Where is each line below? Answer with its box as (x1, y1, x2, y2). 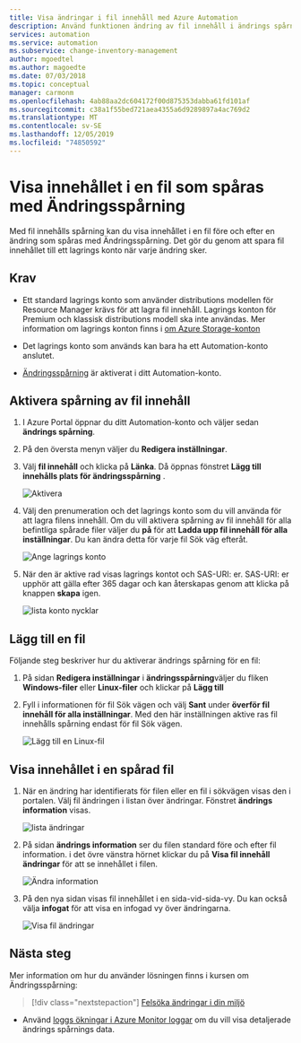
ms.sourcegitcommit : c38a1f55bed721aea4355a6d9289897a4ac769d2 (9, 105, 251, 114)
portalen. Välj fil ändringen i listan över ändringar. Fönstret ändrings (21, 795, 273, 805)
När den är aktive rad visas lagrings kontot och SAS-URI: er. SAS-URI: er (21, 569, 289, 579)
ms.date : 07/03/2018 (9, 72, 87, 81)
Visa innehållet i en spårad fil (9, 761, 175, 777)
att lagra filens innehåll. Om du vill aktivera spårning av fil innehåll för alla (21, 515, 292, 526)
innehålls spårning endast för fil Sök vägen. (21, 718, 183, 729)
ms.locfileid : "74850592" (9, 138, 106, 147)
